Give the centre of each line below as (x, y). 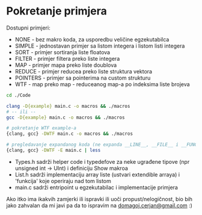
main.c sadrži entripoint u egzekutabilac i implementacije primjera (96, 187)
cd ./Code (19, 95)
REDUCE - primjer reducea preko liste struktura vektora (83, 71)
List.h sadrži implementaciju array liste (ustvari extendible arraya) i (97, 174)
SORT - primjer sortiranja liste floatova (62, 52)
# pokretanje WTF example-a (41, 128)
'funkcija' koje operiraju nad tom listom (63, 181)
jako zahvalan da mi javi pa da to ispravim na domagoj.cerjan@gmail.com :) (99, 205)
